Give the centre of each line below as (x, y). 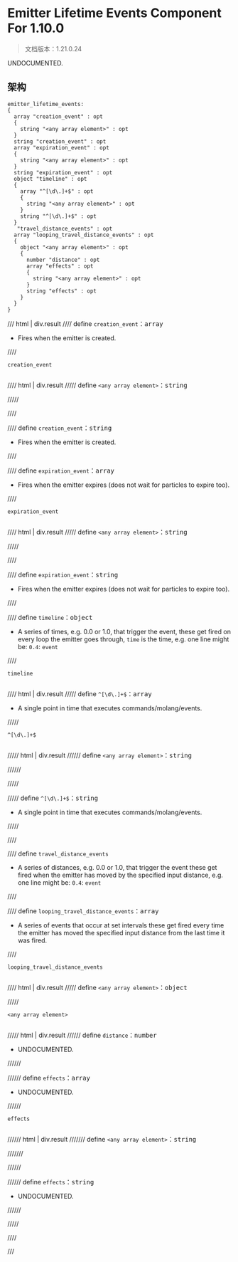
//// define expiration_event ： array (61, 470)
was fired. (32, 940)
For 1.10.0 (36, 28)
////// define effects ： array (49, 1078)
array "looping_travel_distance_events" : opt (84, 235)
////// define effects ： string (51, 1182)
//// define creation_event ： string (60, 428)
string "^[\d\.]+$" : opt (59, 216)
